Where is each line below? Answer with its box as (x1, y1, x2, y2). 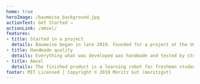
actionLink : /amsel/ (6, 25, 58, 31)
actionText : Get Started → (6, 20, 73, 25)
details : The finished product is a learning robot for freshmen (11, 63, 177, 70)
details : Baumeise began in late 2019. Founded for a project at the (11, 42, 187, 48)
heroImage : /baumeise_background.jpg (6, 14, 100, 20)
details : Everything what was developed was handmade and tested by (11, 53, 185, 59)
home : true (6, 8, 33, 15)
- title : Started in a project (6, 36, 84, 42)
